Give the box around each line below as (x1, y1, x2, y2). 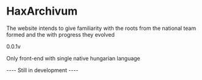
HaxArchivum (6, 4, 78, 18)
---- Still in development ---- (6, 66, 79, 74)
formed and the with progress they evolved (6, 31, 115, 38)
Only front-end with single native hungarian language (6, 54, 140, 62)
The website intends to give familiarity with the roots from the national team (6, 24, 197, 32)
